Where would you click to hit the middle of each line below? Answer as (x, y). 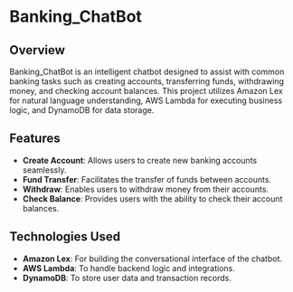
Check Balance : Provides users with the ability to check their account (152, 198)
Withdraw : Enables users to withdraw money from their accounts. (146, 189)
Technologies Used (65, 237)
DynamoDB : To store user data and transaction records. (127, 278)
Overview (38, 50)
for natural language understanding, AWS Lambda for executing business (146, 100)
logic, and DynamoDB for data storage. (82, 110)
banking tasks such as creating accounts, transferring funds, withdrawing (147, 81)
